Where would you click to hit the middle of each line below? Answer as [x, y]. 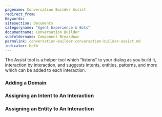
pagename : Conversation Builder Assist [46, 10]
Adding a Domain [26, 82]
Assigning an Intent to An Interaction [50, 96]
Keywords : [15, 19]
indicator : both [21, 46]
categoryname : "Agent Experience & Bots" [48, 28]
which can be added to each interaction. [46, 70]
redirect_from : [20, 14]
